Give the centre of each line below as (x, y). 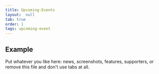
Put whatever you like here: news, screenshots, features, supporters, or (79, 61)
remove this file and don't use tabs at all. (47, 67)
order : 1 (14, 24)
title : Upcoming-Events (30, 10)
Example (19, 49)
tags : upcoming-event (28, 29)
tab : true (16, 19)
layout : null (20, 15)
